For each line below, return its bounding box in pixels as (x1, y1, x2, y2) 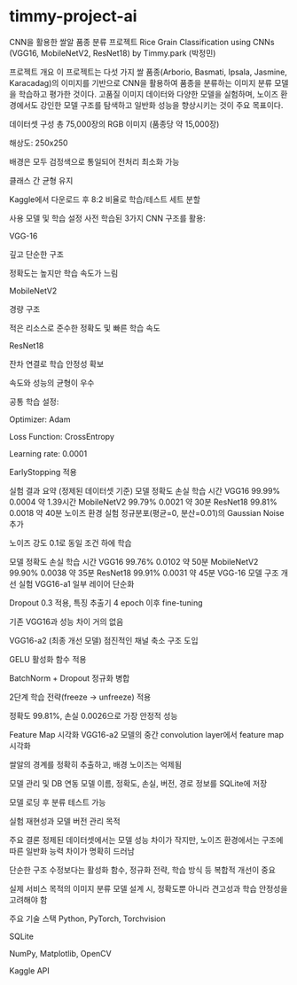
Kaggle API (9, 965, 51, 976)
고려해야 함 (9, 894, 48, 905)
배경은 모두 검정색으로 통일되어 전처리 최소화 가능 (9, 156, 180, 167)
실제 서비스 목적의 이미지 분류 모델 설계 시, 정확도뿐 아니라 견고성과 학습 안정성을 (9, 883, 288, 894)
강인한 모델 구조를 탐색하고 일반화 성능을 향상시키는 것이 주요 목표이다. (39, 99, 284, 110)
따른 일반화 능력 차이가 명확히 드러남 (9, 845, 135, 856)
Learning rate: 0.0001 (9, 448, 88, 458)
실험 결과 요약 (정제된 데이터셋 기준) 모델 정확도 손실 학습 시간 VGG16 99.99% (9, 485, 281, 496)
